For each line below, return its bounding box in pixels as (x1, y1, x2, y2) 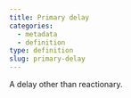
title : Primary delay (9, 12, 90, 22)
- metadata (17, 29, 58, 38)
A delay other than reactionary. (9, 79, 123, 89)
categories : (9, 21, 53, 30)
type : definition (9, 46, 74, 55)
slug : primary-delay (9, 54, 86, 63)
